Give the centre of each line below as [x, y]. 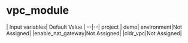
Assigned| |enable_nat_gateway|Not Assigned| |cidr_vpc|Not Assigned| [94, 33]
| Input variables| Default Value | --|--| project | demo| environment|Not [94, 27]
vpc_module [38, 10]
